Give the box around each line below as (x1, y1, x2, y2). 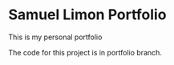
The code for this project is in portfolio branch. (8, 47, 163, 57)
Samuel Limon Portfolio (8, 6, 167, 24)
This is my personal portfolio (8, 32, 103, 42)
